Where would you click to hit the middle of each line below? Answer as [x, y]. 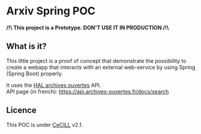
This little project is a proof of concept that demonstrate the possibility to [96, 60]
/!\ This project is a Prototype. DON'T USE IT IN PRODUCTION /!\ [88, 28]
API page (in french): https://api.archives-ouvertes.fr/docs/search [88, 92]
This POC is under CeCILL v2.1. [45, 124]
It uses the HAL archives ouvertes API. [54, 85]
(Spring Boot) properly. [34, 74]
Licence [22, 110]
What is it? [26, 46]
